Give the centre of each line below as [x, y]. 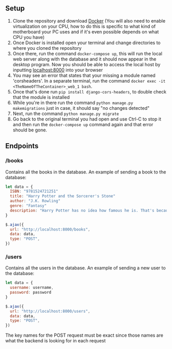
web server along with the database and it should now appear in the [84, 59]
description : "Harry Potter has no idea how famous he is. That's [82, 210]
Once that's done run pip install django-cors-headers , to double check [89, 91]
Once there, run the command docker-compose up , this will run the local [88, 53]
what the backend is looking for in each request [56, 341]
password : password [31, 293]
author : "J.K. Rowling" [35, 201]
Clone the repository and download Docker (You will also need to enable [89, 21]
